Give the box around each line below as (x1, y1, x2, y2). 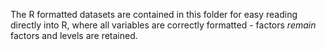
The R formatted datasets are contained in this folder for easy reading (10, 9, 298, 20)
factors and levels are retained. (10, 30, 138, 41)
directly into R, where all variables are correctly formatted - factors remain (10, 19, 317, 31)
